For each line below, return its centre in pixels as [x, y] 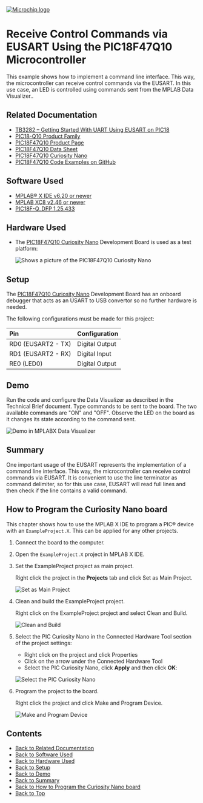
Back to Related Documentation [55, 748]
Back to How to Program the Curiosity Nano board [78, 787]
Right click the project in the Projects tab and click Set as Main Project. [104, 578]
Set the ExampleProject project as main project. [75, 566]
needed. [17, 307]
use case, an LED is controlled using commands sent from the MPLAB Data [100, 89]
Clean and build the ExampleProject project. [70, 601]
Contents [24, 734]
